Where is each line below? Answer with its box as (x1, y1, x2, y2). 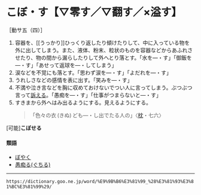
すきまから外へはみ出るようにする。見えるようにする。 (14, 99, 151, 106)
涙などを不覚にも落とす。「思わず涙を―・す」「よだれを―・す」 (14, 69, 172, 76)
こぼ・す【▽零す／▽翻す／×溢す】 (6, 5, 182, 19)
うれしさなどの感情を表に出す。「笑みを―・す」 (14, 76, 133, 84)
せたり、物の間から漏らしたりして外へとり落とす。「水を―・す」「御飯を (14, 54, 193, 61)
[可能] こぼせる (6, 124, 42, 132)
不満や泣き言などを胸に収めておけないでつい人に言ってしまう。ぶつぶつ (14, 84, 193, 91)
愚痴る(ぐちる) (14, 161, 51, 168)
